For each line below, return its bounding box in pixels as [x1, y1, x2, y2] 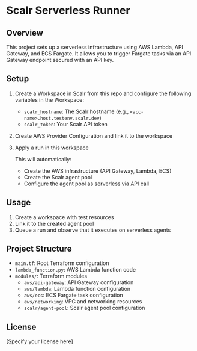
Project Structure [6, 244, 72, 254]
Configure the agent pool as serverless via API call [23, 180, 149, 187]
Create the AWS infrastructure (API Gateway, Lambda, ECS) [23, 167, 172, 175]
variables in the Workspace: [14, 96, 84, 103]
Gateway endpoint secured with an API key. [6, 57, 114, 63]
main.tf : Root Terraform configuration [14, 259, 109, 267]
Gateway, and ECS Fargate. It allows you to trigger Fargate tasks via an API [6, 50, 192, 57]
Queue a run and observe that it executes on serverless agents [14, 226, 171, 234]
